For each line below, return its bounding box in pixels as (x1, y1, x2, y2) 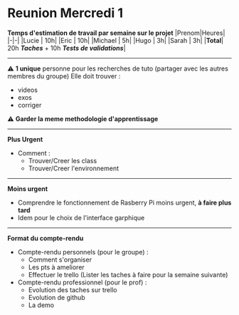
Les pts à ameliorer (28, 262, 85, 272)
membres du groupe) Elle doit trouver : (7, 71, 121, 80)
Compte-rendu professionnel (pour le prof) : (17, 278, 147, 286)
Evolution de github (28, 293, 85, 301)
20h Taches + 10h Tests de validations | (7, 43, 126, 52)
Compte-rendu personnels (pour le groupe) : (17, 247, 149, 256)
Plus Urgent (7, 135, 43, 143)
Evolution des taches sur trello (28, 285, 117, 294)
